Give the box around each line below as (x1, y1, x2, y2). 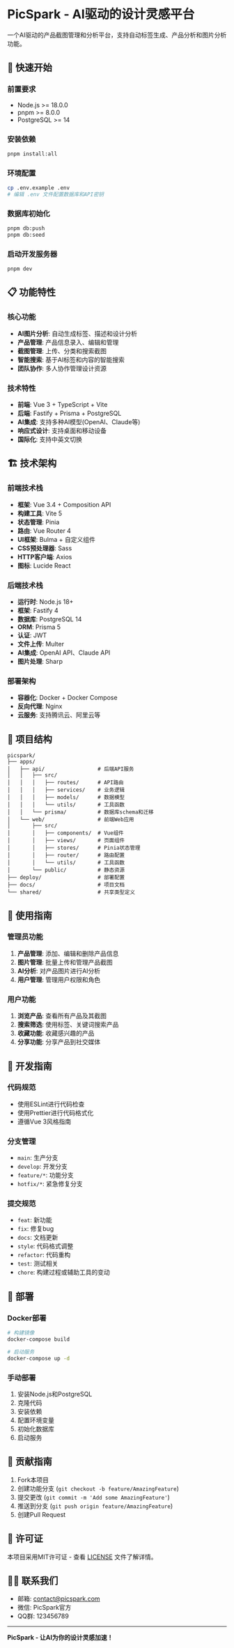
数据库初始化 (7, 208, 51, 218)
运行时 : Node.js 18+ (17, 598, 74, 606)
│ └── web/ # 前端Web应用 (7, 816, 134, 823)
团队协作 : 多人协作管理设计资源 (17, 364, 107, 373)
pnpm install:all (7, 150, 58, 157)
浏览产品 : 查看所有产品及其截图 (17, 1011, 107, 1020)
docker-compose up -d (7, 1355, 70, 1362)
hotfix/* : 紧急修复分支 (17, 1180, 84, 1188)
